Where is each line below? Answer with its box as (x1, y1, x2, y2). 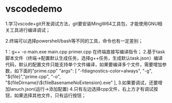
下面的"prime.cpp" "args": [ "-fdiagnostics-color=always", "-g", (18, 67, 153, 74)
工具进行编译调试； (9, 27, 50, 33)
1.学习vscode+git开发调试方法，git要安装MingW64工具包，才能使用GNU (5, 20, 158, 27)
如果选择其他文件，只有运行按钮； (14, 92, 86, 98)
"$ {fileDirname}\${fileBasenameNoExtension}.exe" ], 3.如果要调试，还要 (5, 80, 158, 86)
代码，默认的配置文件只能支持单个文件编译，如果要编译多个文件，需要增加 (5, 61, 162, 67)
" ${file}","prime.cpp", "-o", (5, 73, 61, 80)
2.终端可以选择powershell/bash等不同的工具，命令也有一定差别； (5, 38, 143, 44)
